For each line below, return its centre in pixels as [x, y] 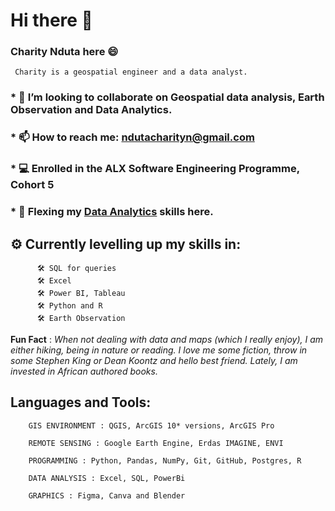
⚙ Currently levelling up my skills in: [126, 244]
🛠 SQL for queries [76, 268]
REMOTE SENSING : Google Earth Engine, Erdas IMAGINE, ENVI [156, 443]
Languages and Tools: [81, 402]
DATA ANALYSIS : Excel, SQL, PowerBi [107, 478]
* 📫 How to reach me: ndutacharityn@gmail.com [132, 137]
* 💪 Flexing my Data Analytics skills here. [112, 212]
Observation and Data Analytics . [91, 110]
